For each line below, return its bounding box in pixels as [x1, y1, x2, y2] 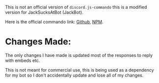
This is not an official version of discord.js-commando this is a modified [5, 4, 147, 10]
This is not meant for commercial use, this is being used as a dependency [5, 67, 154, 73]
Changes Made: [5, 36, 71, 47]
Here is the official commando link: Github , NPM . [5, 19, 104, 25]
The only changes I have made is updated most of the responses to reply [5, 52, 153, 58]
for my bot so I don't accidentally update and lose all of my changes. [5, 72, 144, 78]
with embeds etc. [5, 57, 40, 63]
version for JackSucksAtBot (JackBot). [5, 9, 83, 15]
